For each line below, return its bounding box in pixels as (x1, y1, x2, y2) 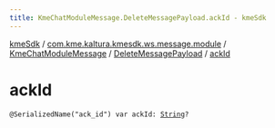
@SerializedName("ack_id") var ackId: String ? (9, 110, 189, 119)
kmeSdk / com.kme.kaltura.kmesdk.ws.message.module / (9, 38, 227, 49)
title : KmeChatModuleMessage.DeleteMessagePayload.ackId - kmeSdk (9, 13, 267, 23)
